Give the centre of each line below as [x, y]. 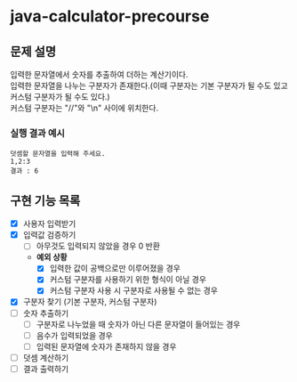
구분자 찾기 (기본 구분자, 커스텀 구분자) [90, 302]
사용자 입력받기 [49, 224]
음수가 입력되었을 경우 [75, 335]
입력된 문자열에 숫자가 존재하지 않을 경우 [106, 346]
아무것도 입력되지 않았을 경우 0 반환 [98, 246]
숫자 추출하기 [46, 313]
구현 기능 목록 [45, 201]
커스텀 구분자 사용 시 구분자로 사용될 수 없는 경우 [134, 290]
